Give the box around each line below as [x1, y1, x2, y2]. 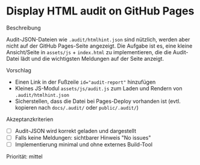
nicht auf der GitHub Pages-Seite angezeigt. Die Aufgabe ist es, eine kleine [6, 42, 193, 49]
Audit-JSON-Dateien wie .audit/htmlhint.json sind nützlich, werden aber [6, 36, 190, 43]
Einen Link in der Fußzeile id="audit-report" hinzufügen [14, 78, 156, 86]
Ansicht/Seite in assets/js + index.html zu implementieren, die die [6, 48, 172, 55]
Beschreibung [6, 24, 41, 31]
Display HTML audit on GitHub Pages [6, 4, 195, 18]
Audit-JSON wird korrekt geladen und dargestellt [14, 127, 137, 134]
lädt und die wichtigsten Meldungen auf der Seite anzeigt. [20, 55, 164, 62]
